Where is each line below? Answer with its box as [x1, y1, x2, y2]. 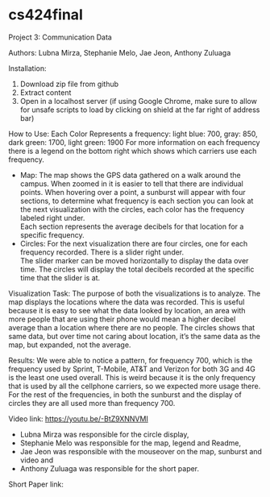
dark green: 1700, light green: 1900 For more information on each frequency [8, 137, 260, 147]
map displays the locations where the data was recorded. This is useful [8, 296, 245, 307]
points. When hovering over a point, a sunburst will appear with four [19, 187, 246, 197]
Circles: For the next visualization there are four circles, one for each [19, 238, 248, 248]
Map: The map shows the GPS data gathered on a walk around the [19, 170, 241, 180]
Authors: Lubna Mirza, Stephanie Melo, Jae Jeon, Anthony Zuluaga [8, 48, 231, 57]
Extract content [19, 87, 72, 97]
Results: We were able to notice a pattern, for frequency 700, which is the [8, 355, 253, 365]
